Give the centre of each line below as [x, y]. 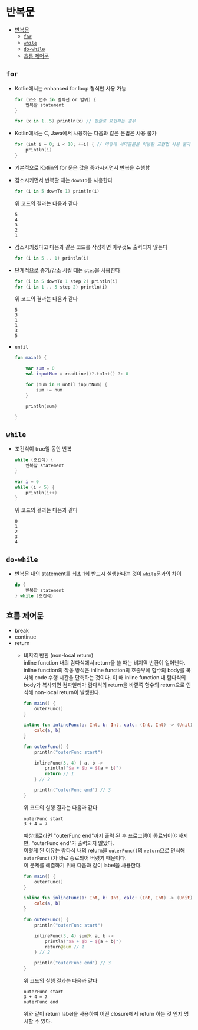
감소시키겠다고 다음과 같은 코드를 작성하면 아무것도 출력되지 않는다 [91, 247]
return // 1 [59, 774]
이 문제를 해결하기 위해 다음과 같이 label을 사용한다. [83, 865]
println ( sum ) [42, 406]
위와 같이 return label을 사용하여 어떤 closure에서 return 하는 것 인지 [103, 1014]
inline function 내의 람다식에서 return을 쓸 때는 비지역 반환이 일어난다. [104, 662]
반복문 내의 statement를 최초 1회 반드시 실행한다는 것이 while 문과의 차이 [98, 574]
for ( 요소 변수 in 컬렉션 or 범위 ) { [55, 99]
